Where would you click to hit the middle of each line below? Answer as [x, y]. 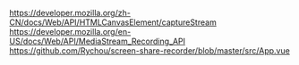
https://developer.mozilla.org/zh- [70, 13]
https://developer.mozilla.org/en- [70, 32]
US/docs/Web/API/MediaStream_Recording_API [98, 41]
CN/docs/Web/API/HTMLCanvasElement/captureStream [113, 22]
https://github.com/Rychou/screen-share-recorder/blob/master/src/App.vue [150, 51]
